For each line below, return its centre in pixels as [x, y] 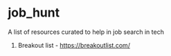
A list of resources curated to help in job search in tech [86, 32]
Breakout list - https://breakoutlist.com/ [74, 45]
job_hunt [34, 13]
